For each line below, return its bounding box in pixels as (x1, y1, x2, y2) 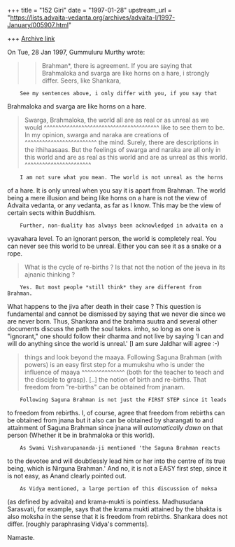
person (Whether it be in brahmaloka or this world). (7, 431, 155, 439)
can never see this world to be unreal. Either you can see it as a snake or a (7, 242, 222, 250)
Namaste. (7, 534, 35, 541)
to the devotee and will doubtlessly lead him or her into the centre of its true (7, 457, 226, 465)
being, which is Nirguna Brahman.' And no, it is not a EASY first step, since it (7, 464, 227, 472)
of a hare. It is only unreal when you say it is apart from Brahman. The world (7, 186, 226, 195)
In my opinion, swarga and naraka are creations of (24, 131, 169, 139)
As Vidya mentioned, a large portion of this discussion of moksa (20, 485, 218, 492)
